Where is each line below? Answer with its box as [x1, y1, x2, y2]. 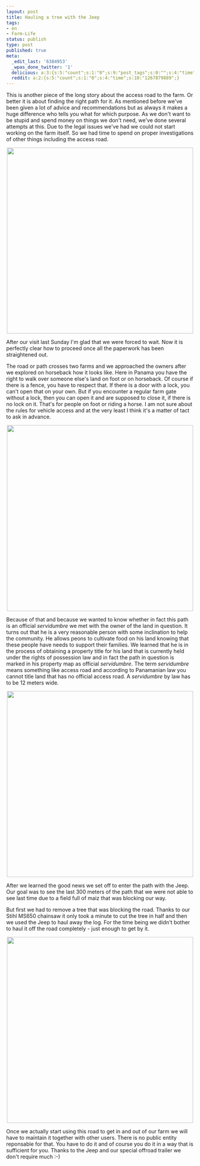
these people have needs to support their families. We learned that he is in [6, 641, 189, 649]
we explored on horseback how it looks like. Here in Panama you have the [6, 369, 187, 376]
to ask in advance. [6, 413, 51, 420]
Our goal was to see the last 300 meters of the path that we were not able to [6, 888, 193, 896]
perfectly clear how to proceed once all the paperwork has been [6, 345, 164, 352]
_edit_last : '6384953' [11, 58, 68, 64]
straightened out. [6, 351, 49, 358]
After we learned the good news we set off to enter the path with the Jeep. [6, 882, 189, 889]
